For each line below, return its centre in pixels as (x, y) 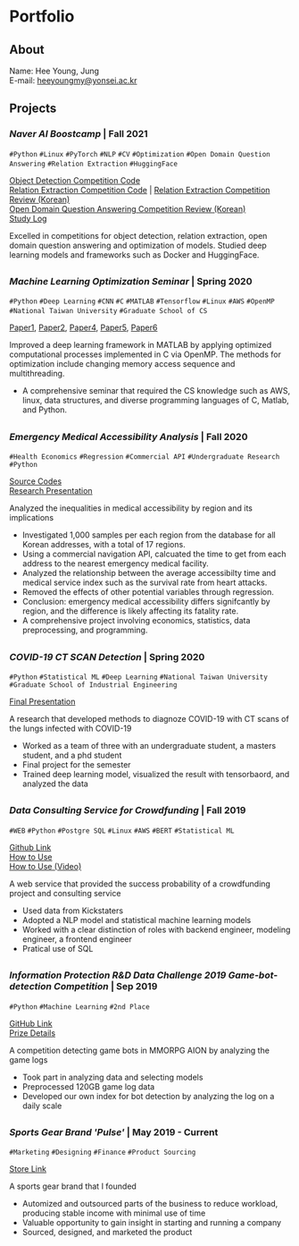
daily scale (42, 1106)
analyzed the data (55, 784)
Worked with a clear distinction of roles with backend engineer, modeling (156, 929)
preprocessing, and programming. (85, 630)
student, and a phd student (72, 755)
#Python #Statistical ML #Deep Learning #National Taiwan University (138, 677)
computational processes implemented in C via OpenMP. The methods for (145, 354)
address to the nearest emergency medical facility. (116, 564)
